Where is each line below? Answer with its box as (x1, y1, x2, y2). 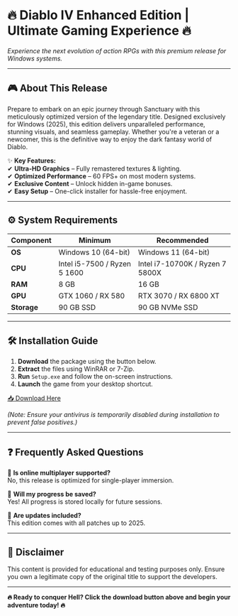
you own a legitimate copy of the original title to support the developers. (7, 573, 217, 580)
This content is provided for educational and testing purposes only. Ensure (7, 565, 225, 573)
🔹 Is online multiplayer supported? (7, 469, 111, 477)
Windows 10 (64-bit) (58, 247, 131, 257)
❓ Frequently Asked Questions (7, 446, 144, 458)
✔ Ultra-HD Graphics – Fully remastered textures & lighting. (7, 164, 182, 173)
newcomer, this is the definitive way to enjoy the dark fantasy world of (7, 135, 212, 144)
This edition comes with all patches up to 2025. (7, 519, 146, 527)
